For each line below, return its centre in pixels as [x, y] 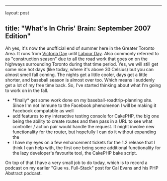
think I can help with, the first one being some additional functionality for [86, 148]
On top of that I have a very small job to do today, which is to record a [76, 163]
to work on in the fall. [27, 90]
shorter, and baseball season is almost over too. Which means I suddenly [80, 80]
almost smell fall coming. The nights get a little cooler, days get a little [76, 75]
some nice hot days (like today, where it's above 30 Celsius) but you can [80, 69]
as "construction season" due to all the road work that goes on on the [77, 59]
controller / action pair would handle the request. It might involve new [83, 126]
